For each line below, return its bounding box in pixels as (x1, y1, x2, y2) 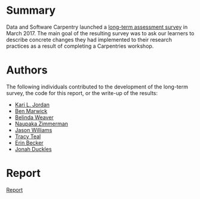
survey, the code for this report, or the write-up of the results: (6, 89, 158, 96)
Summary (6, 4, 56, 17)
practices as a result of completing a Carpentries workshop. (6, 42, 154, 50)
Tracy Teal (14, 133, 41, 140)
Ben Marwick (14, 107, 48, 114)
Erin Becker (14, 139, 44, 146)
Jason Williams (14, 126, 53, 133)
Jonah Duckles (14, 145, 52, 152)
